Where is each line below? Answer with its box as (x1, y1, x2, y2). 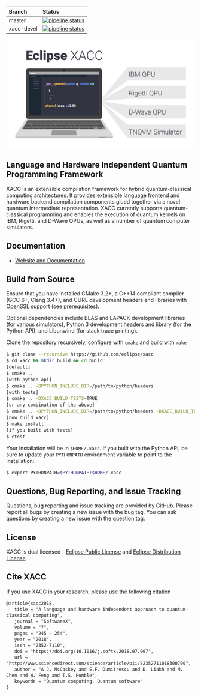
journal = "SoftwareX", (14, 618, 74, 625)
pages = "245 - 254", (14, 630, 68, 637)
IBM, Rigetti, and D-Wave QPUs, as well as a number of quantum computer (6, 217, 190, 224)
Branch (8, 8, 28, 15)
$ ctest (6, 434, 26, 440)
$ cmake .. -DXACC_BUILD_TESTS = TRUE (6, 396, 98, 402)
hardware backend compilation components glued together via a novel (6, 198, 181, 205)
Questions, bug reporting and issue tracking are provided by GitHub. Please (6, 502, 193, 509)
